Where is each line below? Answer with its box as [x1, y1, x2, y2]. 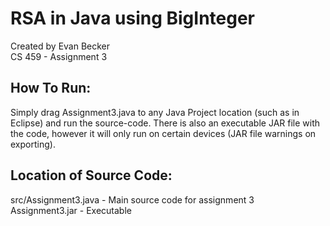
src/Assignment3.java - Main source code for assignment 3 [10, 193, 255, 206]
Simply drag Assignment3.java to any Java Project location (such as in [10, 106, 300, 118]
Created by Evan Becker [10, 40, 111, 52]
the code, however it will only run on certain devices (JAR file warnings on [10, 127, 317, 139]
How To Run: [10, 80, 92, 97]
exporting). [10, 138, 56, 150]
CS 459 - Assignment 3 [10, 50, 108, 62]
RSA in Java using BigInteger [10, 7, 256, 30]
